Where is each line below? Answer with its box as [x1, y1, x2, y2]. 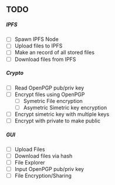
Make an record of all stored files [14, 49, 95, 56]
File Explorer [14, 159, 45, 166]
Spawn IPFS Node [14, 36, 59, 43]
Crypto [6, 70, 24, 77]
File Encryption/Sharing [14, 172, 72, 179]
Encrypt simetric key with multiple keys [14, 111, 110, 118]
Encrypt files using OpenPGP [14, 91, 85, 98]
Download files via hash [14, 152, 73, 159]
